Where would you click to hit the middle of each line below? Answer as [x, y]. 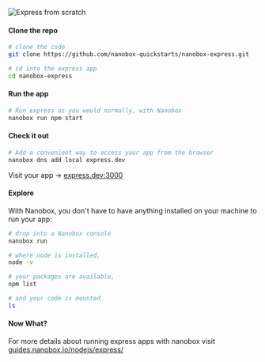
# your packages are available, [61, 277]
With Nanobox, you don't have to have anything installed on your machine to [132, 210]
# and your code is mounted [55, 299]
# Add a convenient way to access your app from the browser [111, 153]
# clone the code [37, 47]
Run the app [28, 94]
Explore [21, 193]
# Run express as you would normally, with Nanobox [95, 111]
